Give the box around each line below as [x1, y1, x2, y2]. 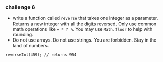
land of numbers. [12, 43, 49, 49]
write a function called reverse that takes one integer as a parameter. [12, 15, 158, 22]
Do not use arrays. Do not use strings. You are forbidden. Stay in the [12, 37, 157, 43]
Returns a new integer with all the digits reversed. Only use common [12, 20, 157, 27]
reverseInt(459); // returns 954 [5, 52, 77, 57]
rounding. [12, 32, 33, 38]
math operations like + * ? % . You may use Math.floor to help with [12, 26, 153, 32]
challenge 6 [5, 4, 35, 11]
